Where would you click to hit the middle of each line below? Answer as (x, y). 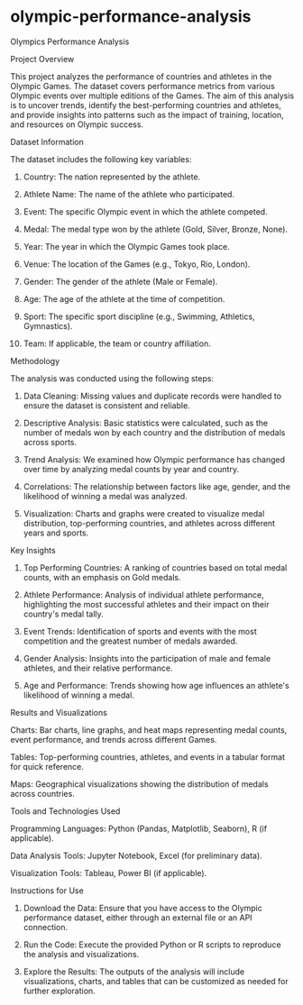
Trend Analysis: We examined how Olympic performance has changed (154, 459)
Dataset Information (47, 142)
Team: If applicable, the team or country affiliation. (117, 343)
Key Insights (33, 550)
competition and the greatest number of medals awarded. (130, 641)
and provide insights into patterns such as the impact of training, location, (147, 114)
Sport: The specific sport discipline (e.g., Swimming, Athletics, (139, 316)
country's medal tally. (64, 614)
